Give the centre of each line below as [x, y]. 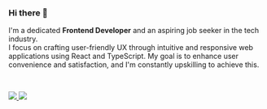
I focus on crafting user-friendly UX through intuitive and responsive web [131, 48]
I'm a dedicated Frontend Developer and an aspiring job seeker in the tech [134, 31]
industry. [23, 39]
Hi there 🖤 [28, 13]
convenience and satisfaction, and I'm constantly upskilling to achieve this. [134, 65]
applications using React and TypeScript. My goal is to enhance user [123, 57]
